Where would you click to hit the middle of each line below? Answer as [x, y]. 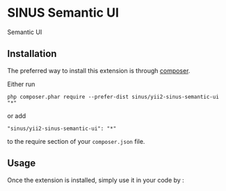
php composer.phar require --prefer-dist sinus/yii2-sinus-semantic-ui [113, 97]
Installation [32, 54]
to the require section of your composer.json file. [76, 141]
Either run [21, 84]
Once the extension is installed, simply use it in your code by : [96, 180]
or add [17, 115]
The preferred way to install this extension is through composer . [99, 70]
